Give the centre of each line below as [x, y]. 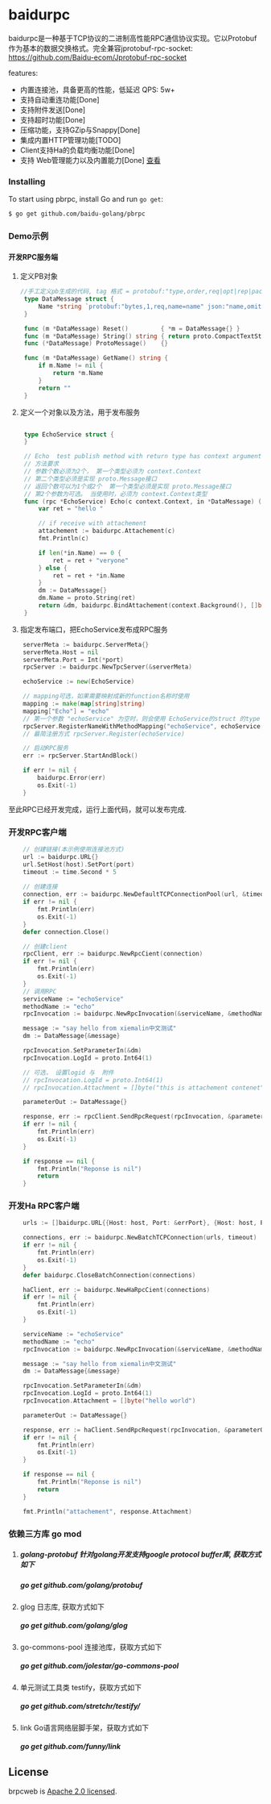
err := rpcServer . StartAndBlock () [80, 756]
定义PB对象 [39, 277]
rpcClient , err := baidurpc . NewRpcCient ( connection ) [113, 954]
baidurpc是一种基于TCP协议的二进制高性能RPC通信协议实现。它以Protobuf [133, 38]
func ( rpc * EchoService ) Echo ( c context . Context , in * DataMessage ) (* [144, 502]
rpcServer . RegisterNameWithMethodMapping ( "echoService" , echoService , [144, 726]
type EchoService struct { [69, 434]
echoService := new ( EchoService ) [79, 682]
